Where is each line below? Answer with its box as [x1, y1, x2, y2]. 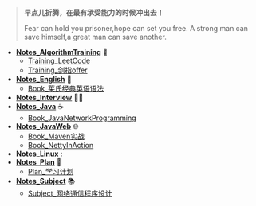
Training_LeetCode [27, 56, 90, 65]
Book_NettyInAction [27, 141, 94, 150]
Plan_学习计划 [27, 167, 74, 176]
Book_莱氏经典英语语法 [27, 84, 104, 93]
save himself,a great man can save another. [23, 32, 167, 41]
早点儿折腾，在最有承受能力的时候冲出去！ [23, 8, 164, 17]
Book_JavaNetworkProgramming [27, 113, 137, 122]
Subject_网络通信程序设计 [27, 189, 112, 198]
